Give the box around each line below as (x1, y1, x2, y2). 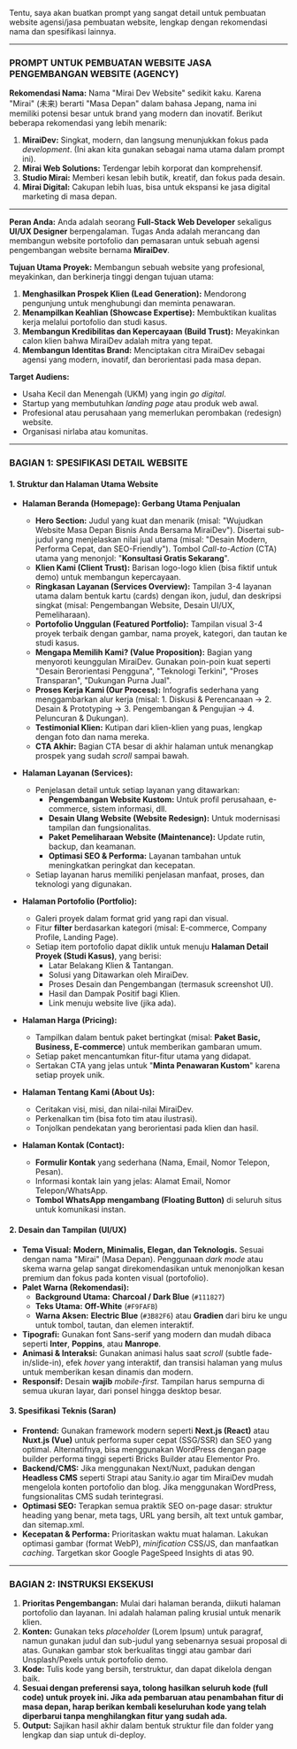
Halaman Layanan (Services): (21, 767, 133, 778)
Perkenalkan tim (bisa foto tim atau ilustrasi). (34, 1113, 198, 1124)
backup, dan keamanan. (48, 841, 137, 852)
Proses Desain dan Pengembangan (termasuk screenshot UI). (48, 979, 274, 990)
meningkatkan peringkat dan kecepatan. (48, 860, 196, 871)
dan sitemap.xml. (21, 1519, 85, 1529)
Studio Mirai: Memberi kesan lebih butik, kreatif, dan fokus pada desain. (21, 173, 286, 183)
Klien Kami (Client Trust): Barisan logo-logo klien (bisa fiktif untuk (34, 562, 278, 574)
